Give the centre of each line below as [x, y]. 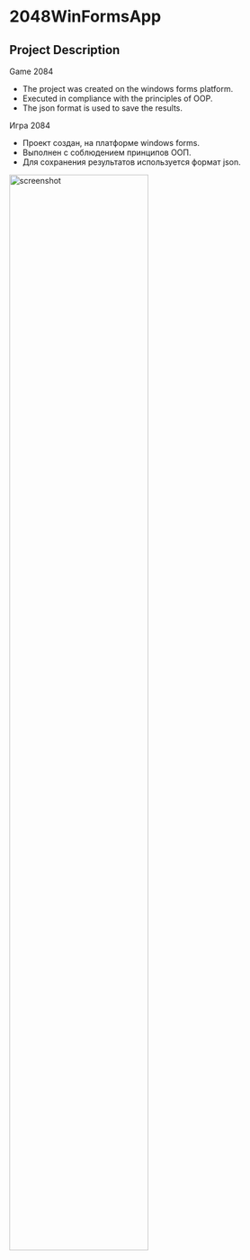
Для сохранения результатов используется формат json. [131, 162]
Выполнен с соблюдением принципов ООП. [107, 152]
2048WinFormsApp [85, 17]
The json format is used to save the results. [102, 108]
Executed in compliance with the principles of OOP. [117, 98]
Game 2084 [31, 71]
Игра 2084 [30, 125]
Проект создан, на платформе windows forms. [111, 143]
